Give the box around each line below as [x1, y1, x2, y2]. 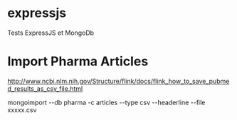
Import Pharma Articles [7, 53, 149, 70]
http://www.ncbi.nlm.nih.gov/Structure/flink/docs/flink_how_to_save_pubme [7, 77, 230, 85]
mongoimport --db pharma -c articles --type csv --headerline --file [7, 98, 206, 107]
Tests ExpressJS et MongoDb [7, 28, 95, 37]
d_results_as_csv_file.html [7, 84, 83, 93]
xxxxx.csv [7, 105, 37, 114]
